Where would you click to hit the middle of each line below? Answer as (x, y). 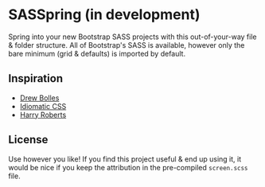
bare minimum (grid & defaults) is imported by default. (97, 53)
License (28, 140)
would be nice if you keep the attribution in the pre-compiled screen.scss (128, 167)
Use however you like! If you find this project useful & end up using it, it (125, 159)
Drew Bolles (39, 98)
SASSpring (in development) (104, 15)
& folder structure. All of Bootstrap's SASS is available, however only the (127, 45)
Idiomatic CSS (43, 106)
